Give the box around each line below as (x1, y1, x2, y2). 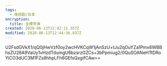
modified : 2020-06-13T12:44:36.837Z (5, 30, 81, 35)
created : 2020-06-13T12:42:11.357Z (5, 26, 79, 31)
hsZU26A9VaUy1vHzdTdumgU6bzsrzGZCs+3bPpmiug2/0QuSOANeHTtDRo (5, 49, 161, 55)
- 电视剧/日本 (9, 12, 35, 17)
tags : (5, 7, 16, 12)
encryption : (5, 16, 30, 21)
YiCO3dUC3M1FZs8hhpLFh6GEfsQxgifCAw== (5, 55, 101, 60)
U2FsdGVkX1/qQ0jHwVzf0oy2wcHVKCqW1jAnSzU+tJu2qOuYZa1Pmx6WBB (5, 44, 162, 50)
